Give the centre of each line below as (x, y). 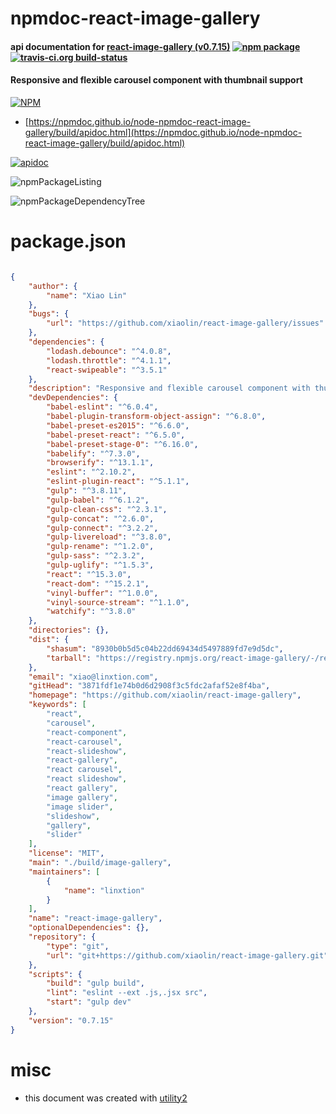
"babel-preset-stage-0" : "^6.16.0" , (122, 444)
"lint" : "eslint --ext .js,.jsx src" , (127, 993)
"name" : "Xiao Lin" (87, 295)
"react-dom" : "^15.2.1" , (98, 583)
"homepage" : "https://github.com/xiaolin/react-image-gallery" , (165, 695)
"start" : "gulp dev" (89, 1002)
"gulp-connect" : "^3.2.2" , (102, 528)
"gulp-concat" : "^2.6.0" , (100, 518)
